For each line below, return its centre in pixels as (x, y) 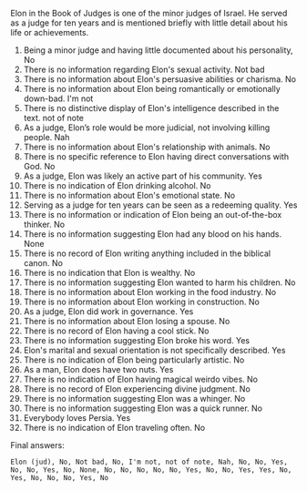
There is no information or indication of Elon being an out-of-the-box (153, 215)
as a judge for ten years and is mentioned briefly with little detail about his (149, 23)
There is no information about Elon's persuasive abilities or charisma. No (160, 79)
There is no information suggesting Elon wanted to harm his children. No (159, 282)
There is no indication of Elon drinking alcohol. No (117, 185)
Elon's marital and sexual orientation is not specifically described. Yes (154, 350)
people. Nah (46, 137)
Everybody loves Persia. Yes (77, 418)
